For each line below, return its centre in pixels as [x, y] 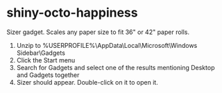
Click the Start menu [46, 60]
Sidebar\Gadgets [41, 53]
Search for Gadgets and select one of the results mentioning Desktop [116, 67]
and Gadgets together [48, 75]
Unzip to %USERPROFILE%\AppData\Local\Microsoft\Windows [107, 45]
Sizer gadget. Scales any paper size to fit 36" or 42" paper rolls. [98, 32]
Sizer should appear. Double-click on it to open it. [87, 82]
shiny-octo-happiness [72, 13]
